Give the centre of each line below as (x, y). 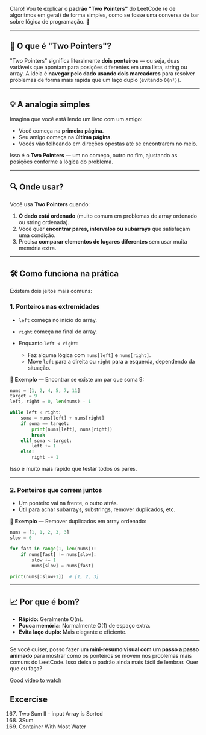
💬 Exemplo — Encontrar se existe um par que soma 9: (77, 379)
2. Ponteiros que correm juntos (56, 490)
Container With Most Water (52, 727)
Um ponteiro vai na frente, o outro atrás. (68, 503)
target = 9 (23, 396)
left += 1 (44, 446)
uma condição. (37, 235)
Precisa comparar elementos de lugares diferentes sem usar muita (103, 242)
